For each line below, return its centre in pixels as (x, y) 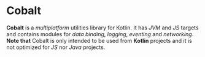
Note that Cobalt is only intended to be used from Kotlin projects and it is (99, 40)
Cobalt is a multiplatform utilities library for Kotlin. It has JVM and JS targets (102, 28)
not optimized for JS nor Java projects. (56, 47)
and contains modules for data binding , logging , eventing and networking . (100, 34)
